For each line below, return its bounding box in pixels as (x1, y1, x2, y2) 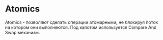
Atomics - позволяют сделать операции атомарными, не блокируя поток (5, 19, 158, 25)
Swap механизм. (5, 29, 40, 35)
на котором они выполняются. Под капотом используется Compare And (5, 24, 157, 30)
